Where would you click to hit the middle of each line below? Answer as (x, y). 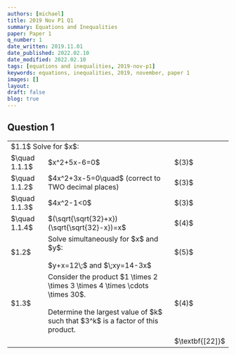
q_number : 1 (25, 40)
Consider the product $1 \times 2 (103, 277)
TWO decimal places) (84, 187)
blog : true (23, 99)
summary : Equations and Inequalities (63, 27)
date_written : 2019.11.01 (45, 46)
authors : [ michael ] (36, 14)
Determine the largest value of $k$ (105, 312)
